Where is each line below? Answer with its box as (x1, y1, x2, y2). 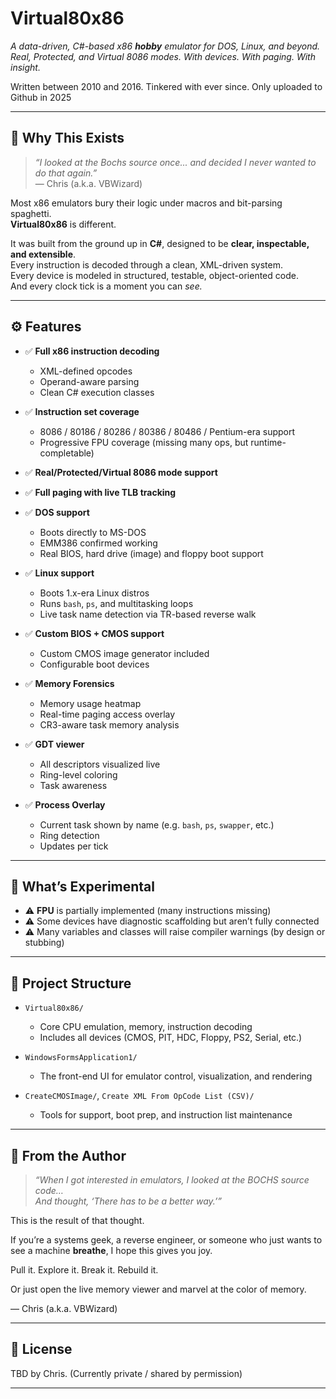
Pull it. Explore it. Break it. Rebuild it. (10, 1264, 159, 1276)
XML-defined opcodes (39, 365, 133, 377)
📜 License (10, 1341, 73, 1358)
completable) (39, 447, 95, 459)
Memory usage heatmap (39, 697, 142, 709)
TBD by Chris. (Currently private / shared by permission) (10, 1367, 243, 1379)
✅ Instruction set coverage (24, 405, 140, 417)
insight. (10, 61, 41, 73)
